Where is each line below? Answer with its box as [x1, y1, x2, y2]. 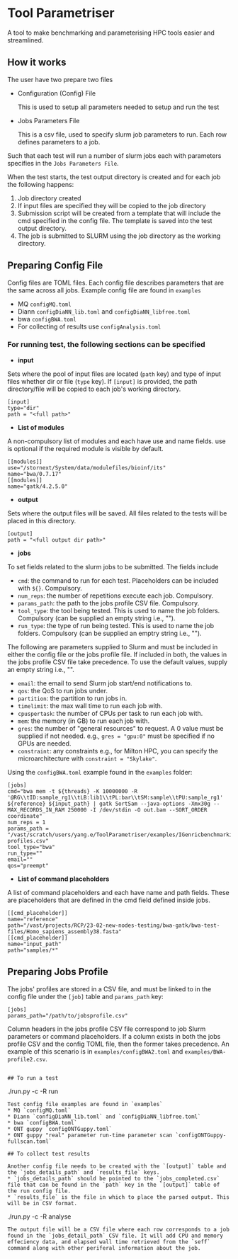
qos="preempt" [7, 862, 50, 869]
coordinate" [7, 812, 42, 819]
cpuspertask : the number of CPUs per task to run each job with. [17, 709, 203, 717]
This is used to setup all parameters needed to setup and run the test [17, 103, 220, 111]
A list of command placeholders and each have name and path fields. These [7, 888, 229, 896]
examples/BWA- [184, 1048, 227, 1056]
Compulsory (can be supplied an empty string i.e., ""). [17, 614, 176, 622]
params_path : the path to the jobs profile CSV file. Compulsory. [17, 598, 200, 607]
